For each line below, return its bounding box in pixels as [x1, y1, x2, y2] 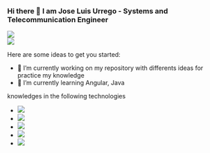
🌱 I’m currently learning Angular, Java [17, 79, 125, 87]
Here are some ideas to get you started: [7, 51, 121, 59]
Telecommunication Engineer [7, 15, 109, 24]
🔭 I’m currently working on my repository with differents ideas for [17, 64, 204, 72]
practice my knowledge [17, 71, 85, 80]
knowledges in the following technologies [7, 92, 126, 100]
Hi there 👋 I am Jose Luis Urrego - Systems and [7, 6, 168, 16]
